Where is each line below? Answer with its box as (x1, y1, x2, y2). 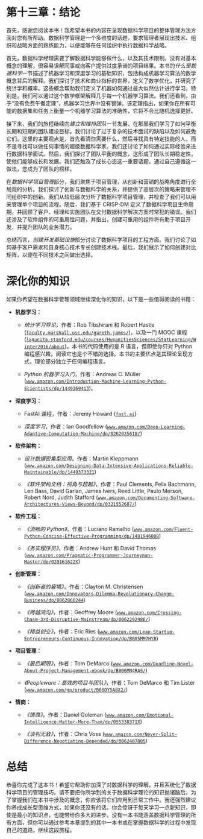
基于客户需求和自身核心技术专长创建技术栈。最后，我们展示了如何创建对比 (11, 244, 196, 251)
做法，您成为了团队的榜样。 (6, 165, 75, 172)
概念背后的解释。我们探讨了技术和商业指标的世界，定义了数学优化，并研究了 (6, 77, 196, 84)
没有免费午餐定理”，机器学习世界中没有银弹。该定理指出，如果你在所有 (14, 99, 191, 107)
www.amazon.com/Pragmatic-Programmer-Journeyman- (26, 552, 154, 558)
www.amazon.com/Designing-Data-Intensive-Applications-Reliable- (26, 462, 194, 469)
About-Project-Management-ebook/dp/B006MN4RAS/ (23, 667, 146, 674)
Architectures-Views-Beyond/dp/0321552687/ (23, 501, 136, 507)
